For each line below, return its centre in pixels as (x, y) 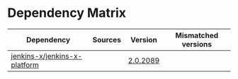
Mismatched (197, 35)
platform (25, 65)
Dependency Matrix (67, 13)
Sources (107, 39)
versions (197, 44)
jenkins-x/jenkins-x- (47, 56)
